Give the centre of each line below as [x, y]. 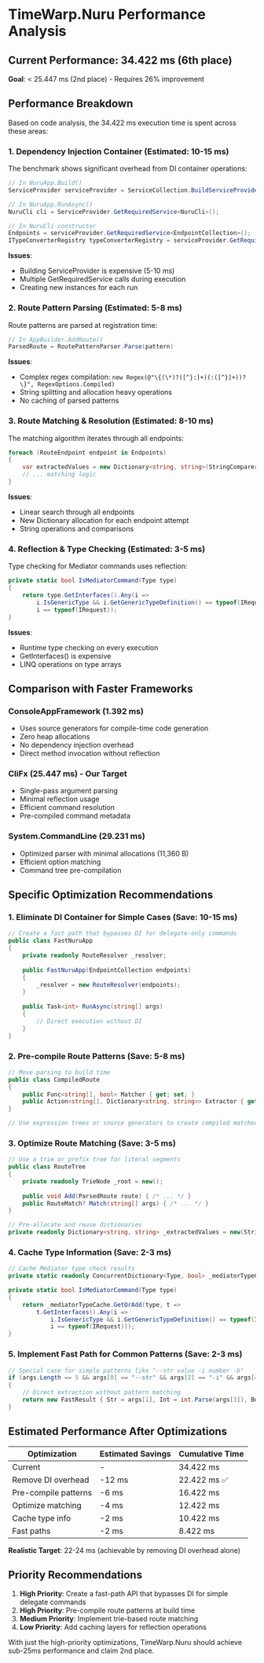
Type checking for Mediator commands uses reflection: [98, 566]
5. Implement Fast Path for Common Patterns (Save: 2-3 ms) [125, 1354]
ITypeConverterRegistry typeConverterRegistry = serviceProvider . [119, 241]
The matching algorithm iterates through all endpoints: [96, 438]
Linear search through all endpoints [77, 512]
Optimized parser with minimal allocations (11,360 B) [104, 853]
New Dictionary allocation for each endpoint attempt [104, 520]
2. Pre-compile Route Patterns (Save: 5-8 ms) [97, 1056]
